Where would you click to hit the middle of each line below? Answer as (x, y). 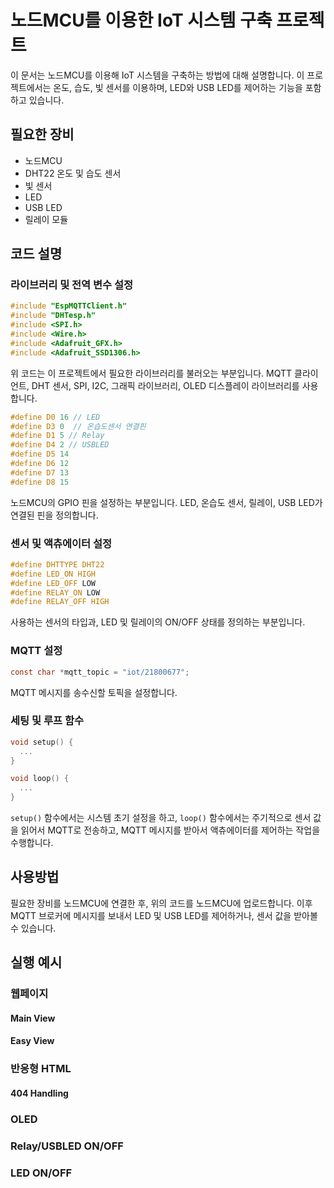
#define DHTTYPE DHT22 (57, 564)
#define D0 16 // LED (55, 417)
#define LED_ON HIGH (53, 574)
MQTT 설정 (36, 651)
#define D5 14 (40, 454)
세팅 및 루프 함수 (47, 721)
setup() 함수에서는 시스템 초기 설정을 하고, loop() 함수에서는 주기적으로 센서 (161, 818)
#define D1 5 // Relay (57, 436)
